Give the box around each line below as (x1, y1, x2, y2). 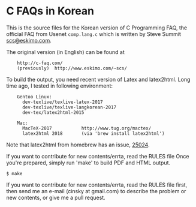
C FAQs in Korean (6, 4, 95, 18)
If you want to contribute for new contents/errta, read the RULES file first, (6, 181, 188, 188)
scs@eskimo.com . (6, 37, 52, 44)
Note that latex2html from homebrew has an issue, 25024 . (6, 141, 150, 148)
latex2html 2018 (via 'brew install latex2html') (22, 130, 165, 136)
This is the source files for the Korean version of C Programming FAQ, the (6, 24, 188, 31)
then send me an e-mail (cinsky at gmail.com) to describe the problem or (6, 187, 186, 194)
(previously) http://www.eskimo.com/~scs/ (17, 65, 128, 71)
